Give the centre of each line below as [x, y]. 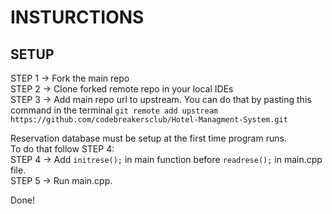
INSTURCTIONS [77, 17]
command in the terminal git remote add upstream [114, 110]
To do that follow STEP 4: [62, 149]
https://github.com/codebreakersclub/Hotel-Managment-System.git [149, 120]
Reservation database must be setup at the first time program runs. [148, 138]
